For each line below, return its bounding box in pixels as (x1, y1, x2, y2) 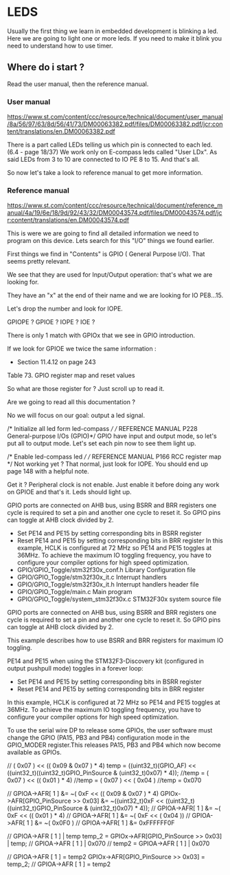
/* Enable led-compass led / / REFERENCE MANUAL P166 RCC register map (7, 452, 222, 461)
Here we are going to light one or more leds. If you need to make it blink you (7, 34, 222, 42)
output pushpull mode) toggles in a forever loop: (7, 664, 144, 673)
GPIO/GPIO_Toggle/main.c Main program (16, 588, 133, 596)
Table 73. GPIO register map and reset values (7, 371, 135, 379)
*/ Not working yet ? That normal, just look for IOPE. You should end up (7, 460, 208, 468)
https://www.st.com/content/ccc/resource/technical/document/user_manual (7, 113, 223, 121)
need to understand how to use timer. (7, 41, 113, 50)
